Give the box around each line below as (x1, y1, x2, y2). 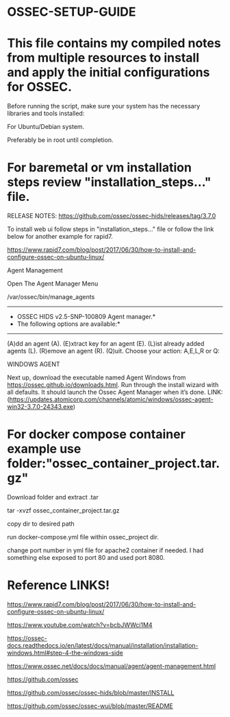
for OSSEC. (7, 80, 73, 95)
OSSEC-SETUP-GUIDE (7, 4, 136, 20)
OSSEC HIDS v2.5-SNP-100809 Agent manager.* (16, 313, 156, 321)
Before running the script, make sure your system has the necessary (7, 102, 201, 110)
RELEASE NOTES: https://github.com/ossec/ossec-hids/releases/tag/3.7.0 (7, 212, 216, 220)
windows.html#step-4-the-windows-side (7, 648, 123, 657)
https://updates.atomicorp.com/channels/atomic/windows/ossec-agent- (9, 395, 214, 403)
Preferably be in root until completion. (7, 136, 114, 144)
